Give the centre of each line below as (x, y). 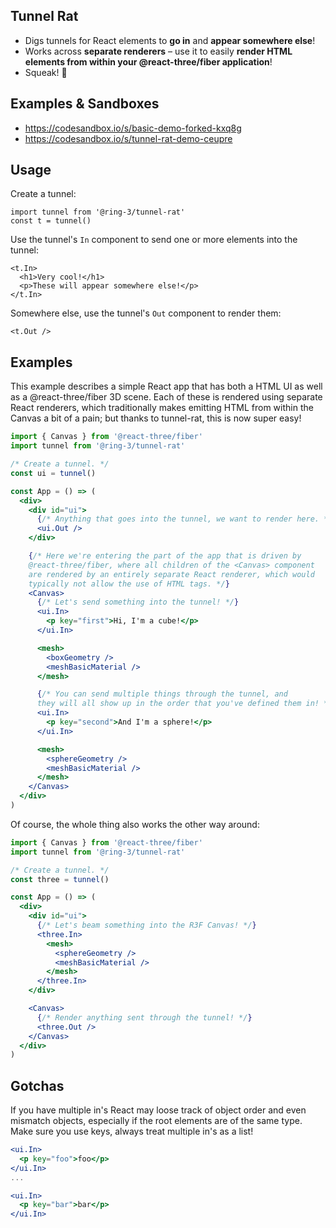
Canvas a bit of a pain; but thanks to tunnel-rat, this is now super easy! (156, 418)
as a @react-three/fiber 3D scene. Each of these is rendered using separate (166, 397)
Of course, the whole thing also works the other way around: (135, 824)
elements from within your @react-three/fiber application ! (148, 61)
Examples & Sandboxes (85, 104)
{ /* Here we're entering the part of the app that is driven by (165, 556)
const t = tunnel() (51, 221)
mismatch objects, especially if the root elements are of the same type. (156, 1121)
